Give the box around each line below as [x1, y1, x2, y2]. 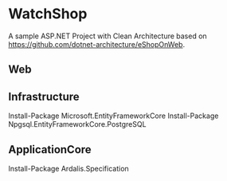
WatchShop [8, 5, 88, 23]
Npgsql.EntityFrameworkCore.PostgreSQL [8, 120, 147, 129]
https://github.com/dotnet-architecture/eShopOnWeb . [8, 39, 186, 49]
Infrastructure [8, 89, 80, 104]
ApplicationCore [8, 143, 92, 156]
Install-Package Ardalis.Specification [8, 163, 129, 173]
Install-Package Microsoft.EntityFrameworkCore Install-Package [8, 111, 219, 120]
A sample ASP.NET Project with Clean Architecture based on [8, 31, 207, 41]
